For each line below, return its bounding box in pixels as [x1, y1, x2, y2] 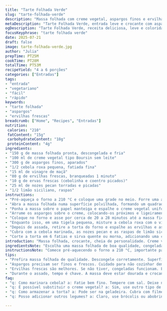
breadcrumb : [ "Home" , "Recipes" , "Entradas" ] [5, 118, 101, 123]
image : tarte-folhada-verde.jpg [5, 44, 72, 49]
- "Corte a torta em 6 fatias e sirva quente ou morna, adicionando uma [5, 234, 159, 239]
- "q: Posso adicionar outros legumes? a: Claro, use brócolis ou [5, 294, 146, 299]
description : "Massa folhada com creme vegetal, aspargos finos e [5, 16, 146, 21]
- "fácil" [5, 91, 26, 96]
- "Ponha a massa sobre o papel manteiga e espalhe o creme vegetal [5, 206, 150, 211]
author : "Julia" [5, 49, 39, 54]
